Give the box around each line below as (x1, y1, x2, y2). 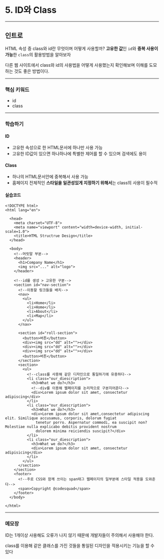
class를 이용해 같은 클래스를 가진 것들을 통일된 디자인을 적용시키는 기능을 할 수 (5, 542, 155, 548)
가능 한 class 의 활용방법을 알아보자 (5, 51, 71, 57)
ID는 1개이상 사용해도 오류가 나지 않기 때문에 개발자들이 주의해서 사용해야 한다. (5, 532, 155, 538)
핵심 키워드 (5, 86, 30, 93)
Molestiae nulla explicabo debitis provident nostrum (5, 424, 117, 429)
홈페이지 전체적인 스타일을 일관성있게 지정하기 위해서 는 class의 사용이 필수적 (12, 180, 158, 186)
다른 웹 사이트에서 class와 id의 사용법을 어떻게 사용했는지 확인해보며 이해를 (5, 62, 148, 68)
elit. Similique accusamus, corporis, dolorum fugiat (5, 415, 117, 421)
